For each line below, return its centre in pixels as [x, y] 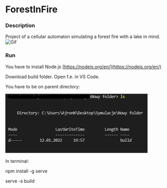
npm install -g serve [26, 171]
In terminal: [17, 161]
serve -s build [20, 181]
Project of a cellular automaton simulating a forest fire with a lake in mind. [83, 36]
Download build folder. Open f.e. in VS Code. [53, 77]
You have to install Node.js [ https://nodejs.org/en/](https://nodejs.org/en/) [83, 67]
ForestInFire [32, 10]
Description [20, 26]
